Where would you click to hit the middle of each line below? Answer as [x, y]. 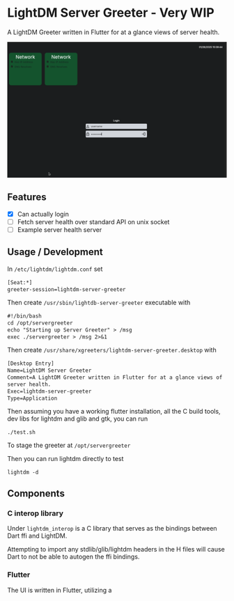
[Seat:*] [20, 282]
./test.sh [22, 432]
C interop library [36, 513]
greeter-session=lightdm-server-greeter [67, 289]
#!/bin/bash [24, 316]
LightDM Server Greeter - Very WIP [111, 13]
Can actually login [43, 214]
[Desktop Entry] [31, 364]
